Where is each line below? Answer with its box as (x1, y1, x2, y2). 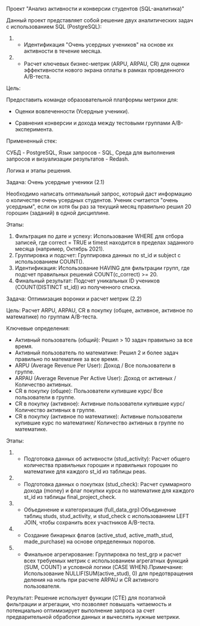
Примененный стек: (6, 137, 57, 145)
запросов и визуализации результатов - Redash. (6, 155, 130, 162)
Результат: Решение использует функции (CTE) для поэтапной (6, 594, 166, 601)
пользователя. (23, 583, 61, 589)
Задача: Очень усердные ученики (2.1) (6, 179, 105, 185)
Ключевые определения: (6, 325, 70, 332)
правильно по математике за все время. (14, 356, 119, 362)
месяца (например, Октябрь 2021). (14, 245, 104, 252)
